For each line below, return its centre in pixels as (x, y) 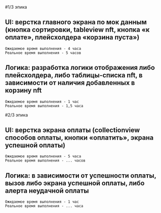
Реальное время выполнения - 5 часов (43, 53)
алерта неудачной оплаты (47, 190)
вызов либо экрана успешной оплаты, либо (75, 183)
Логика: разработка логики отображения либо (80, 68)
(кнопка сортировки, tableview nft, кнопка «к (77, 30)
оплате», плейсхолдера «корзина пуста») (72, 38)
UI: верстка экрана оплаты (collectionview (72, 130)
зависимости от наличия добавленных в (70, 83)
